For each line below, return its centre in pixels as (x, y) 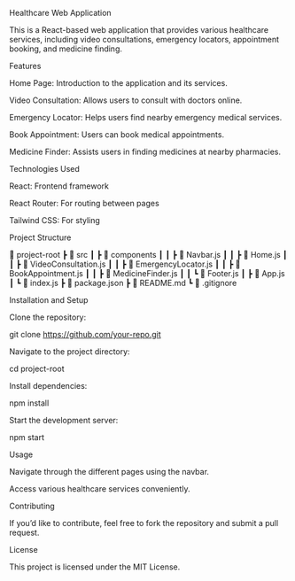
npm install (29, 403)
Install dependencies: (48, 386)
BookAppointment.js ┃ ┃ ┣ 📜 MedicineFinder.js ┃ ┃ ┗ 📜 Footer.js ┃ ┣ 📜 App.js (147, 273)
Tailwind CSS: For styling (54, 220)
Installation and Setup (49, 300)
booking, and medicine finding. (66, 49)
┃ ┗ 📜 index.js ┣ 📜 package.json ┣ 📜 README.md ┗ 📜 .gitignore (123, 283)
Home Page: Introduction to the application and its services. (118, 83)
